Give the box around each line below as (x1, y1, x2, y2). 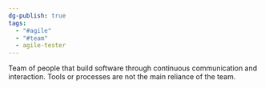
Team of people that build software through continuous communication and (8, 63, 258, 73)
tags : (8, 19, 26, 27)
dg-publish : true (8, 11, 66, 20)
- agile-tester (15, 42, 66, 50)
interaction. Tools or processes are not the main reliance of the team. (8, 72, 236, 82)
